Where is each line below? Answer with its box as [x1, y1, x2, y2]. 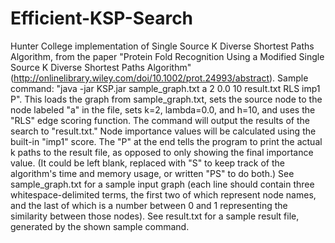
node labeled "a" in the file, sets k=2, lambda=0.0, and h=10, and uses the [10, 103, 316, 116]
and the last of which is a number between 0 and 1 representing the [10, 199, 288, 211]
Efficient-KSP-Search [10, 7, 194, 30]
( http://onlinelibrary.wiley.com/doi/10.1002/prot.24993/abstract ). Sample [10, 72, 309, 84]
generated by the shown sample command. [10, 220, 190, 232]
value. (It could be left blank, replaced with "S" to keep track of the [10, 157, 285, 169]
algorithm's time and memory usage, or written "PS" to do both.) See [10, 167, 295, 179]
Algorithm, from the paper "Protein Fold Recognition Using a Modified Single [10, 50, 325, 62]
